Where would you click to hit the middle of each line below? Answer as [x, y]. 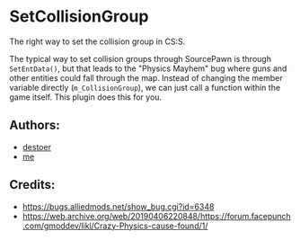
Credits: [32, 185]
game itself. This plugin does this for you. [86, 97]
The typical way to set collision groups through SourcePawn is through [141, 58]
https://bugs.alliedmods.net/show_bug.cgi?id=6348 [118, 206]
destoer [37, 147]
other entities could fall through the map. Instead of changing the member [146, 77]
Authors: [35, 125]
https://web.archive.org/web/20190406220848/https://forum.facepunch [157, 216]
